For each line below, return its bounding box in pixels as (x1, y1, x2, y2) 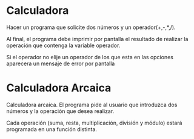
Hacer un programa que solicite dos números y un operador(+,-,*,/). (6, 24, 176, 31)
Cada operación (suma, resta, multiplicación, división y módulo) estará (6, 119, 182, 126)
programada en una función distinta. (6, 125, 97, 133)
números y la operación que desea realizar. (6, 107, 115, 115)
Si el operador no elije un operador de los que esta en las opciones (6, 53, 174, 60)
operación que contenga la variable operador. (6, 42, 121, 49)
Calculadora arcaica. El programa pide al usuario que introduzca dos (6, 101, 178, 108)
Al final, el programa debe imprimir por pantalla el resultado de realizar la (6, 35, 189, 42)
